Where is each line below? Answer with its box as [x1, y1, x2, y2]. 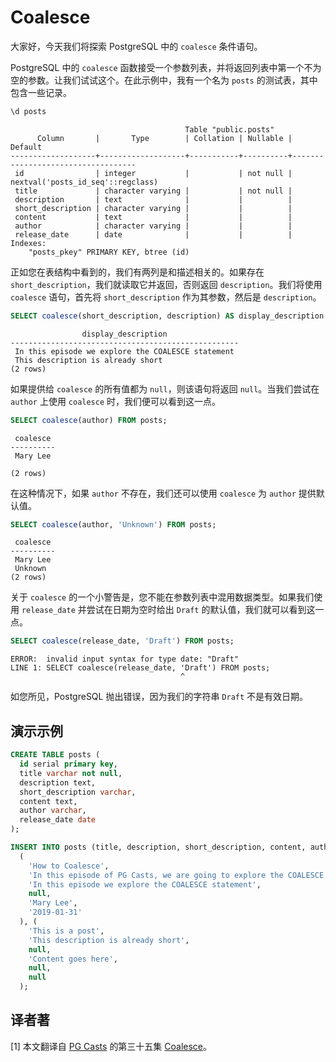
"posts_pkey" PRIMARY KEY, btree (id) [28, 247, 190, 257]
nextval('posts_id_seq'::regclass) [10, 177, 159, 187]
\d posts [10, 106, 47, 116]
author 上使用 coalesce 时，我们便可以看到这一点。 [10, 395, 222, 407]
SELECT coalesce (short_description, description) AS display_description [10, 311, 325, 321]
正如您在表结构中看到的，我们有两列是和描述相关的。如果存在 [10, 266, 265, 278]
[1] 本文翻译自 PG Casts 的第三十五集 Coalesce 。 [10, 1040, 213, 1052]
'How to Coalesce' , [28, 861, 110, 871]
